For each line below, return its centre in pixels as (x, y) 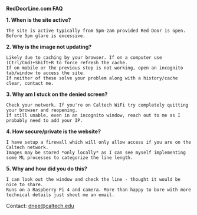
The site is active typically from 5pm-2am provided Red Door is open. (96, 31)
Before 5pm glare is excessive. (46, 36)
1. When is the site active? (39, 20)
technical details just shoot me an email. (60, 195)
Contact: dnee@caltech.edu (40, 206)
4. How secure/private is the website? (54, 131)
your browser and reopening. (42, 110)
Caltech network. (27, 147)
